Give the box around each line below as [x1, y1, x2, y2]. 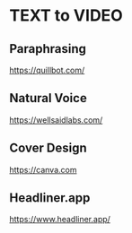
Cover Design [9, 141, 87, 156]
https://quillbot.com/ [9, 65, 85, 75]
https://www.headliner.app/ [9, 214, 110, 225]
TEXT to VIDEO [9, 5, 123, 26]
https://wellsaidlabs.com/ [9, 114, 103, 125]
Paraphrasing [9, 41, 87, 56]
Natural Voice [9, 91, 87, 106]
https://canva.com [9, 164, 77, 175]
